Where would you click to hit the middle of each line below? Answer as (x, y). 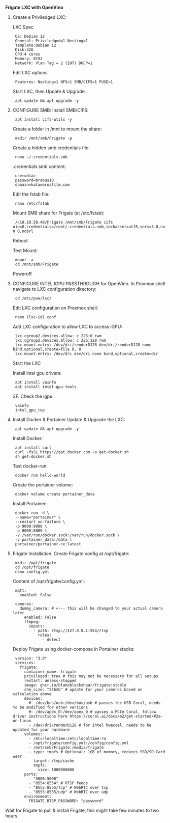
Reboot (20, 241)
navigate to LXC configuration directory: (55, 289)
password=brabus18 (35, 180)
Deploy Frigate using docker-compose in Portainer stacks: (74, 649)
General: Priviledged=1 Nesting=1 (52, 41)
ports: (31, 774)
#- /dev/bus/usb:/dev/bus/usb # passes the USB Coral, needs (95, 703)
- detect (52, 640)
